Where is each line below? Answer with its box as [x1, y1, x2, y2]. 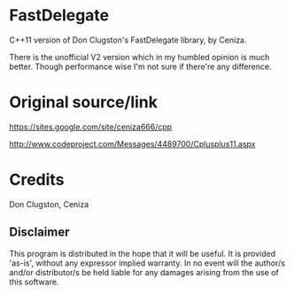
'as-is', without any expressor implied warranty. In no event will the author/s [9, 258, 286, 268]
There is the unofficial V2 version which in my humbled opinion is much [9, 51, 270, 62]
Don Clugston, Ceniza [9, 198, 89, 209]
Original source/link [9, 92, 158, 112]
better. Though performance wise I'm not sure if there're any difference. [9, 61, 272, 72]
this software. [9, 276, 59, 287]
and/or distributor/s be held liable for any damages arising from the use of [9, 267, 279, 277]
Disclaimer [9, 225, 70, 240]
